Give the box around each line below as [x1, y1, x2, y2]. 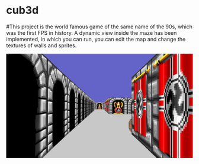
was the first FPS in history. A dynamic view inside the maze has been [6, 29, 177, 36]
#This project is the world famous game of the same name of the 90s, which [6, 23, 192, 30]
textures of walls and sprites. [6, 42, 77, 49]
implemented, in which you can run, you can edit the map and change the [6, 35, 186, 42]
